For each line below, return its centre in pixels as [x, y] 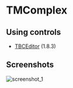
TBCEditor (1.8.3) [35, 46]
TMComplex [37, 10]
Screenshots [30, 65]
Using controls [34, 32]
